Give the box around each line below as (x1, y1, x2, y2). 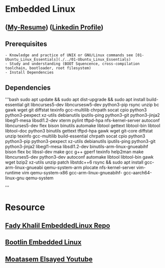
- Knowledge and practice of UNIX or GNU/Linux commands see (5, 53, 133, 58)
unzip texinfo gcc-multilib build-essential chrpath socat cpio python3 (5, 133, 145, 139)
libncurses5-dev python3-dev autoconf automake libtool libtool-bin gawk (5, 154, 154, 160)
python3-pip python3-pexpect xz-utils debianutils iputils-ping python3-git (5, 138, 156, 144)
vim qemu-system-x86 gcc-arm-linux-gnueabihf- (22, 170, 123, 176)
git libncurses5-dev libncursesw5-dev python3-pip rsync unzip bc (24, 102, 159, 108)
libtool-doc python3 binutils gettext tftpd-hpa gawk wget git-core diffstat (5, 128, 153, 134)
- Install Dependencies (5, 70, 54, 75)
